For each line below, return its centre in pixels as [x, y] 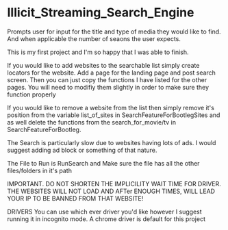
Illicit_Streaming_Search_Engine [101, 13]
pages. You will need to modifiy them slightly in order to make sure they [108, 87]
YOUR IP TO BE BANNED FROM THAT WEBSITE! [75, 198]
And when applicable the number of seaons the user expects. [94, 38]
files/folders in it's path [39, 170]
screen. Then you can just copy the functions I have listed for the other [107, 79]
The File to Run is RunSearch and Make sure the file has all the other [103, 163]
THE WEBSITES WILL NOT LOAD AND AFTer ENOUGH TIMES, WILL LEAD [111, 191]
